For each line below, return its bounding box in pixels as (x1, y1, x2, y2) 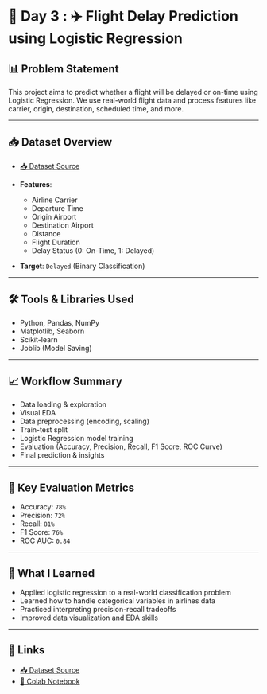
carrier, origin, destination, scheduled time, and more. (8, 104, 184, 113)
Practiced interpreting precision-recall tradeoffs (19, 605, 176, 614)
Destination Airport (31, 220, 94, 230)
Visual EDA (19, 408, 56, 418)
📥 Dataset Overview (8, 135, 113, 149)
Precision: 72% (19, 511, 66, 520)
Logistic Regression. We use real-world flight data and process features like (8, 96, 257, 105)
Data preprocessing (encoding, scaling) (19, 416, 149, 427)
